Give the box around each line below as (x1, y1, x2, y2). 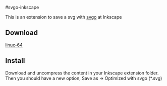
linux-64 (5, 42, 23, 48)
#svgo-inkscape (5, 5, 39, 10)
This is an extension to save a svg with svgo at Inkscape (5, 14, 122, 20)
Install (5, 56, 25, 65)
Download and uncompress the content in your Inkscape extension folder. (5, 70, 159, 76)
